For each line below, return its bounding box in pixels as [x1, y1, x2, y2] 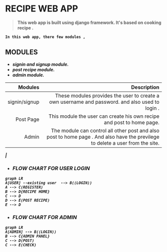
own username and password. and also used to [49, 98, 160, 105]
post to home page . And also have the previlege [46, 133, 160, 140]
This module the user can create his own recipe [48, 113, 160, 120]
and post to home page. [104, 119, 160, 126]
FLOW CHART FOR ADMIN [12, 214, 77, 221]
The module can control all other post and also [51, 127, 160, 134]
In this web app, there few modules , [5, 34, 85, 39]
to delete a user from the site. [91, 139, 160, 146]
